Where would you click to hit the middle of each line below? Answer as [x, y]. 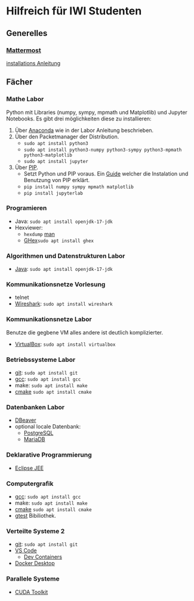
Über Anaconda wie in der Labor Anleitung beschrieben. [84, 130]
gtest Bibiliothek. [36, 515]
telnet [22, 297]
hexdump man [39, 234]
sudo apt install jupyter [56, 161]
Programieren [27, 208]
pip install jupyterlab [53, 193]
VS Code [26, 551]
